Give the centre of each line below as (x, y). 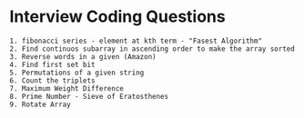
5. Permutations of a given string (77, 73)
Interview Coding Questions (117, 17)
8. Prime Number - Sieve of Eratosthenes (89, 96)
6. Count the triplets (52, 80)
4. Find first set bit (52, 64)
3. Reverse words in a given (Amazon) (83, 56)
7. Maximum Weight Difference (67, 88)
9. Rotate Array (40, 104)
